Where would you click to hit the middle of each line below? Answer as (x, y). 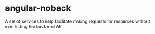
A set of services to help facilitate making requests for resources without (77, 21)
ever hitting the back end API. (35, 26)
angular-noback (38, 8)
